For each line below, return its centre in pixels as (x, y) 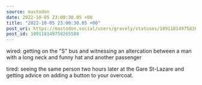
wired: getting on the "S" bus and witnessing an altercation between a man (99, 51)
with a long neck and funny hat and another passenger (74, 57)
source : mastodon (28, 12)
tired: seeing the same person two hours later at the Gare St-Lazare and (95, 69)
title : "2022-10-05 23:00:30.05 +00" (54, 23)
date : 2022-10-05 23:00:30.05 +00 (50, 17)
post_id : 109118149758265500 (43, 34)
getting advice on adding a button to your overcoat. (70, 75)
